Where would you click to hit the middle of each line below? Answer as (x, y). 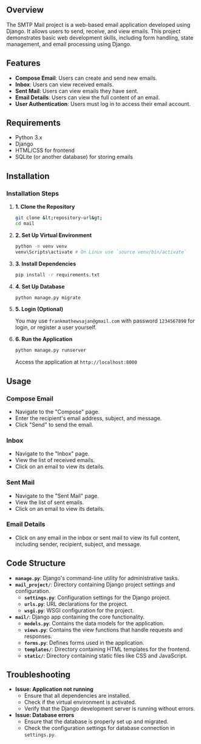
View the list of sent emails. (49, 502)
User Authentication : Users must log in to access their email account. (103, 104)
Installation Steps (33, 193)
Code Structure (36, 563)
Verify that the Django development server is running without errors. (110, 709)
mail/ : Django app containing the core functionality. (80, 617)
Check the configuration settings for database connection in (99, 728)
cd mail (25, 223)
